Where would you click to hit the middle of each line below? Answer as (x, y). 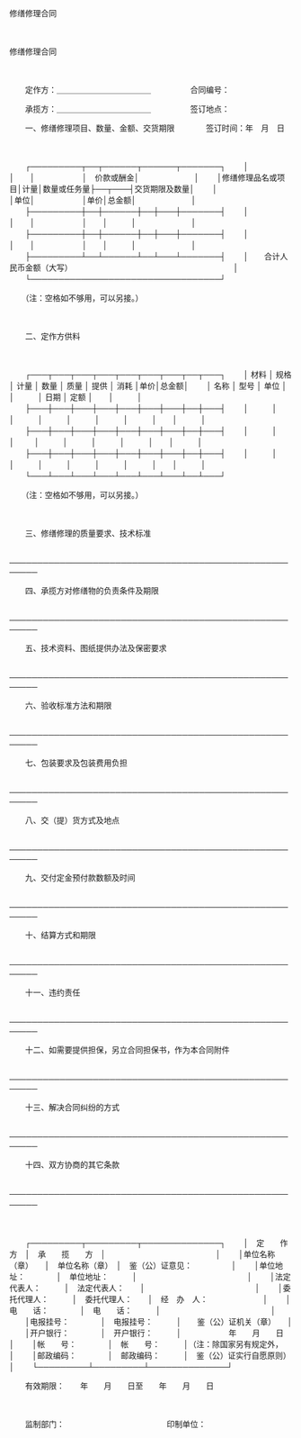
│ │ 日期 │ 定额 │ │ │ (76, 397)
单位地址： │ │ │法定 (180, 1276)
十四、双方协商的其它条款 (72, 1165)
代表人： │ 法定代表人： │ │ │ (146, 1288)
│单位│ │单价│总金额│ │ (103, 200)
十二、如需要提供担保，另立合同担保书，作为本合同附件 (127, 1050)
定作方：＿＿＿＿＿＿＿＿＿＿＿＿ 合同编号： (127, 90)
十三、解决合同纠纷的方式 (72, 1107)
